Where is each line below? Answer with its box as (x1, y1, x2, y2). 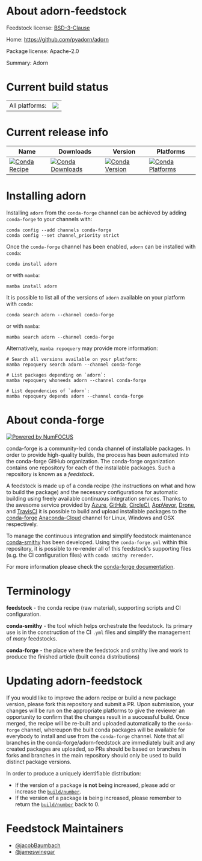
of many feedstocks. (6, 634, 58, 642)
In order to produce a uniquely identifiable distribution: (6, 769, 141, 777)
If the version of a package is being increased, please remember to (14, 794, 182, 801)
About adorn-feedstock (6, 4, 127, 18)
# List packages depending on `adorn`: (6, 372, 106, 378)
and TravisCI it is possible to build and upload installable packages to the (6, 507, 187, 515)
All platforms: (9, 101, 47, 110)
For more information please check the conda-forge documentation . (6, 563, 176, 570)
